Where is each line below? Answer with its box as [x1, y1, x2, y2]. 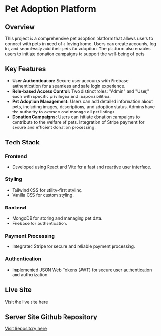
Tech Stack [5, 138, 40, 146]
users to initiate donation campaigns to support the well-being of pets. [5, 51, 146, 57]
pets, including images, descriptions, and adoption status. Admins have [12, 103, 155, 110]
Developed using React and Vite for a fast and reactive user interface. [12, 164, 152, 170]
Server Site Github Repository [5, 313, 97, 321]
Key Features [5, 65, 46, 73]
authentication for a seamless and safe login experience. [12, 83, 126, 89]
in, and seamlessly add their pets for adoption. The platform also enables [5, 46, 151, 51]
